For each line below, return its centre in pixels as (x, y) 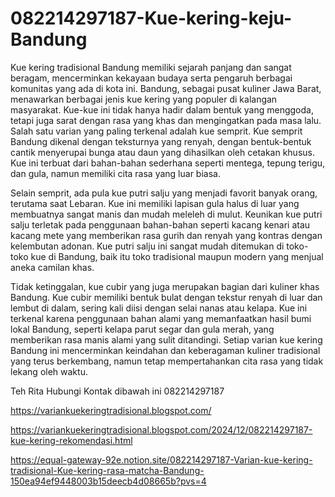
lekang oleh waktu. (49, 371)
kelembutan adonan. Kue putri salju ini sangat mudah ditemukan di (147, 246)
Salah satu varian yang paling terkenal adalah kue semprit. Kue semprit (156, 131)
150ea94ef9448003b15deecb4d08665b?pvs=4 (108, 481)
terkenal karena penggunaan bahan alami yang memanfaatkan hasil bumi (161, 318)
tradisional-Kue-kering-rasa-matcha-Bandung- (107, 470)
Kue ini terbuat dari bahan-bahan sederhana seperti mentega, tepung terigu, (168, 163)
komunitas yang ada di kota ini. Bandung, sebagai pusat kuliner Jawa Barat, (166, 88)
